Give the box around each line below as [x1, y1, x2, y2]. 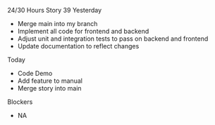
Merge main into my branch [17, 20, 98, 27]
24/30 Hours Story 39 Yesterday [7, 6, 102, 14]
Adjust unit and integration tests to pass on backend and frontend [17, 34, 209, 43]
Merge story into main [17, 84, 82, 92]
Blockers [7, 98, 33, 106]
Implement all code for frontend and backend [17, 27, 149, 35]
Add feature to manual [17, 77, 83, 85]
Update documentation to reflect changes [17, 42, 140, 50]
